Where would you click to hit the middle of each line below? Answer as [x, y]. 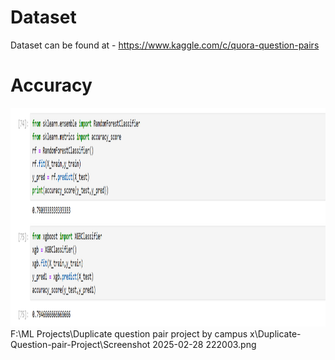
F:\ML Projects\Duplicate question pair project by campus [129, 333]
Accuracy [51, 85]
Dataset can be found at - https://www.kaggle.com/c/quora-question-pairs [165, 45]
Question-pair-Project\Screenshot [80, 344]
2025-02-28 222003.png [204, 344]
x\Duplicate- [275, 333]
